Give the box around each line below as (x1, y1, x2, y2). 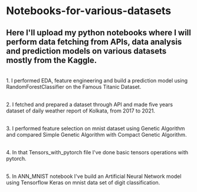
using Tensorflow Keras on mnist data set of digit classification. (6, 179, 160, 186)
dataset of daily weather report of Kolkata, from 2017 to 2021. (6, 107, 155, 114)
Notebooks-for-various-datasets (6, 4, 172, 18)
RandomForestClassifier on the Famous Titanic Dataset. (6, 84, 142, 90)
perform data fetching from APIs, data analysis (6, 37, 182, 47)
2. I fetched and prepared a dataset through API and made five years (6, 101, 173, 108)
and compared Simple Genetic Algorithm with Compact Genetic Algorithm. (6, 131, 187, 138)
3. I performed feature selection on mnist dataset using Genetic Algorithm (6, 125, 185, 132)
